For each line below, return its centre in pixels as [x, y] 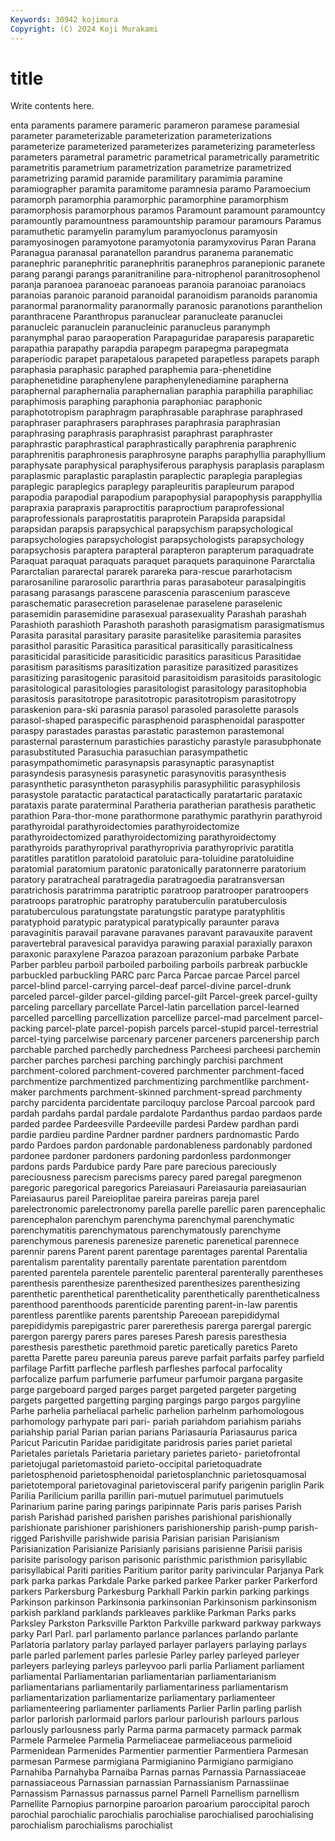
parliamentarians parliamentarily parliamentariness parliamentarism [149, 1687]
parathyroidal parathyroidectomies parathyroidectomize [125, 827]
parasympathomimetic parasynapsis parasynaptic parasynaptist [142, 763]
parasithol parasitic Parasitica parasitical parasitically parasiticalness [152, 646]
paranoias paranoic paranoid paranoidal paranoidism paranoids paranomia [164, 295]
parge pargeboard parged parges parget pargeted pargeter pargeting [153, 1390]
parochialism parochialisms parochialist [91, 1825]
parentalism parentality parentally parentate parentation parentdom [149, 1262]
